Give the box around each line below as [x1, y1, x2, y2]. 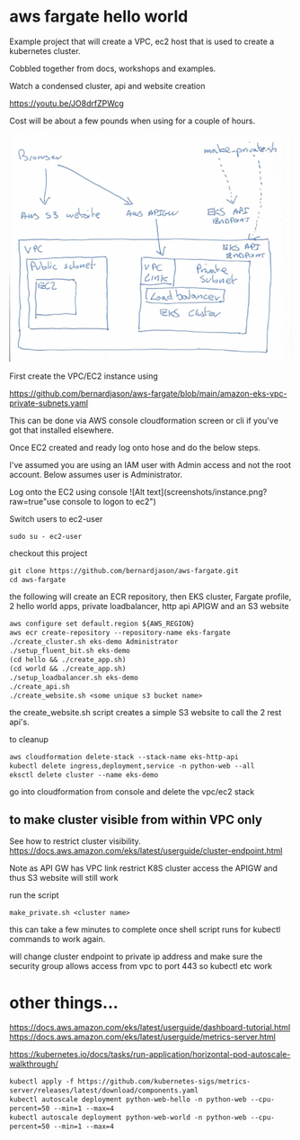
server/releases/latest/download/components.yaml [9, 1086, 199, 1095]
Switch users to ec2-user [9, 513, 103, 524]
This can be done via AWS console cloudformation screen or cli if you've [9, 415, 278, 426]
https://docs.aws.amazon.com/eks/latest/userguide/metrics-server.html [9, 1032, 276, 1043]
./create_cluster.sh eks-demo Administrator [9, 637, 179, 646]
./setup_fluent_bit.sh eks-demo [9, 646, 130, 655]
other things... [9, 992, 119, 1013]
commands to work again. [9, 934, 106, 945]
